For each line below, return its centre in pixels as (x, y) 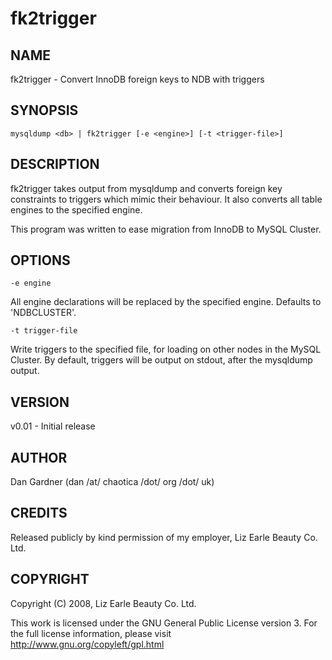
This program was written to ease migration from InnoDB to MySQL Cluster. (166, 229)
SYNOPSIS (44, 110)
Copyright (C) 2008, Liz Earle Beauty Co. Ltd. (103, 603)
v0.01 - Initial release (53, 426)
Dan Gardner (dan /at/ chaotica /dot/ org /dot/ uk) (112, 482)
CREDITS (39, 513)
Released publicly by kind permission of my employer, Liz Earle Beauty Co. (164, 537)
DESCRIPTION (55, 164)
